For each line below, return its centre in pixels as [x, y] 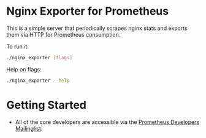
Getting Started [47, 105]
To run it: [18, 46]
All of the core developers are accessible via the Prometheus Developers [107, 122]
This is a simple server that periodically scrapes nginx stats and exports [97, 28]
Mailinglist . [29, 128]
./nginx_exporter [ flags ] [39, 57]
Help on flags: [24, 69]
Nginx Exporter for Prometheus [88, 11]
